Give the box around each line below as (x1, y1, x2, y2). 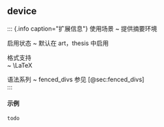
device (7, 5, 37, 17)
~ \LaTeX (7, 61, 33, 69)
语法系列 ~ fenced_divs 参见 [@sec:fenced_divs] (7, 75, 145, 83)
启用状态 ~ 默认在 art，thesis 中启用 (7, 39, 109, 47)
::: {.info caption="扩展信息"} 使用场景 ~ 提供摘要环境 (7, 24, 158, 33)
